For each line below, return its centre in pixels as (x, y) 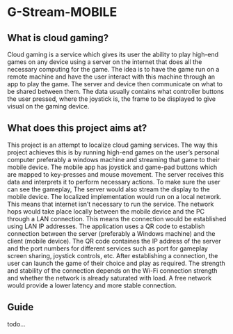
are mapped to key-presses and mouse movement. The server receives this (116, 174)
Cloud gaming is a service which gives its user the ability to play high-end (113, 54)
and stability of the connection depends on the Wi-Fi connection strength (112, 270)
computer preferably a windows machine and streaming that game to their (114, 159)
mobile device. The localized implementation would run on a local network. (114, 196)
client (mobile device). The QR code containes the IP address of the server (114, 241)
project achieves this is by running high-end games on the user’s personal (113, 152)
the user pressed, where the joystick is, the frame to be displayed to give (112, 99)
